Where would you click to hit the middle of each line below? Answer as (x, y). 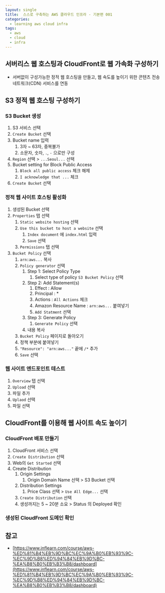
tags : (11, 29)
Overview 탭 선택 (29, 380)
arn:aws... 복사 (36, 259)
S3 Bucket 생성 (23, 116)
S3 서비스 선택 (26, 128)
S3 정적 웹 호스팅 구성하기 (43, 100)
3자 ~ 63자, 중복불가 (40, 147)
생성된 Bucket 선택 (31, 209)
